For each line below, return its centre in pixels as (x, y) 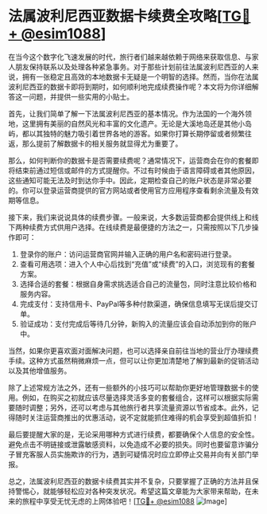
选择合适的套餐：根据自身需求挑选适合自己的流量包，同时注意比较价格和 (138, 284)
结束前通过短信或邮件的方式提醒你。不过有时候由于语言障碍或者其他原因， (137, 170)
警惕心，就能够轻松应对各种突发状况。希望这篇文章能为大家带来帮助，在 (133, 491)
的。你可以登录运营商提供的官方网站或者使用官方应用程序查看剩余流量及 (126, 190)
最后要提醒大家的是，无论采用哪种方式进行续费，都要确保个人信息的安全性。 (133, 434)
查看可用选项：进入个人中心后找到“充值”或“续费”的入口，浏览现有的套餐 (137, 264)
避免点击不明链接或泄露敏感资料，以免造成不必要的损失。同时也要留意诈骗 (130, 444)
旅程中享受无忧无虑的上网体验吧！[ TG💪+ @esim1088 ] (125, 501)
